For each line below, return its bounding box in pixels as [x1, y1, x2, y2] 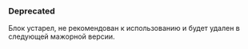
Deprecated [8, 6, 56, 17]
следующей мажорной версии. [8, 32, 115, 41]
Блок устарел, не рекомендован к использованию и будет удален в [8, 24, 240, 33]
